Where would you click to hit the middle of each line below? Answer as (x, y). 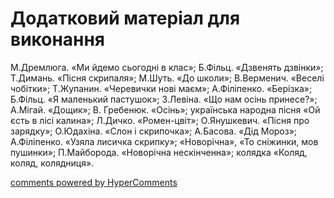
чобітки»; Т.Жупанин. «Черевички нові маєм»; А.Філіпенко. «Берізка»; (161, 88)
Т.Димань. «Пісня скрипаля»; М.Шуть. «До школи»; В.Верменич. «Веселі (167, 78)
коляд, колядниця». (52, 163)
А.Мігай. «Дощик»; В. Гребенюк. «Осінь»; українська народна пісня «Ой (165, 109)
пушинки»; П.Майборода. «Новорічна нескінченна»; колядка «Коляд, (159, 152)
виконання (58, 39)
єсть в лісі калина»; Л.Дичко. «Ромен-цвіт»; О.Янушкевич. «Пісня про (160, 120)
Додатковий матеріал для (125, 18)
